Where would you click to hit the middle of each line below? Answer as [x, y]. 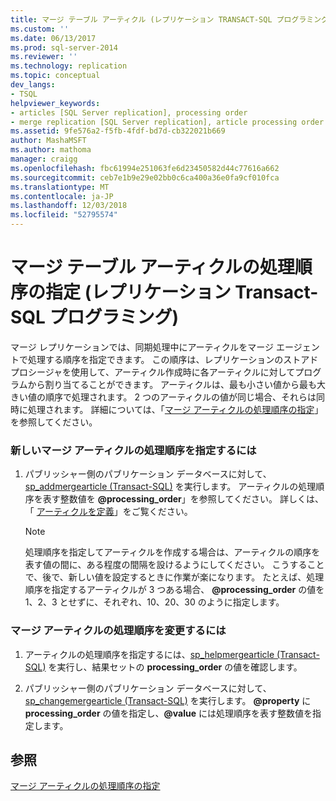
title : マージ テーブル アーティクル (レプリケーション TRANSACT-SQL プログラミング [169, 19]
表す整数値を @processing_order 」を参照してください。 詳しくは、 [183, 499]
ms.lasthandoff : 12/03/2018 [69, 206]
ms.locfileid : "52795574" [64, 215]
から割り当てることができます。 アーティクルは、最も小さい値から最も [172, 384]
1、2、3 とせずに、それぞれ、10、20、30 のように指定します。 [154, 602]
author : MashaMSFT [48, 141]
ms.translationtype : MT [60, 187]
